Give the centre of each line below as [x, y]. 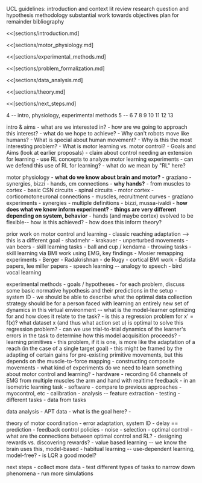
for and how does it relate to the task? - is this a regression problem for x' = [100, 316]
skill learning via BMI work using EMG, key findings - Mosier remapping [95, 253]
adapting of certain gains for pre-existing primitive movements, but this [95, 355]
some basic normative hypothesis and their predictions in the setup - [92, 290]
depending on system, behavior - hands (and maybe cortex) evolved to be [100, 216]
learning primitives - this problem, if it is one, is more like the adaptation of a [101, 342]
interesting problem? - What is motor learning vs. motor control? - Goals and [101, 146]
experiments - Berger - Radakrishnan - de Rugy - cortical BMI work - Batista [101, 260]
